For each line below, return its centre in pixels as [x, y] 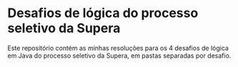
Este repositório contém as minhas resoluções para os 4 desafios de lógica [118, 48]
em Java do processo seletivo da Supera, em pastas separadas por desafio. [119, 56]
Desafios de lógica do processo [103, 13]
